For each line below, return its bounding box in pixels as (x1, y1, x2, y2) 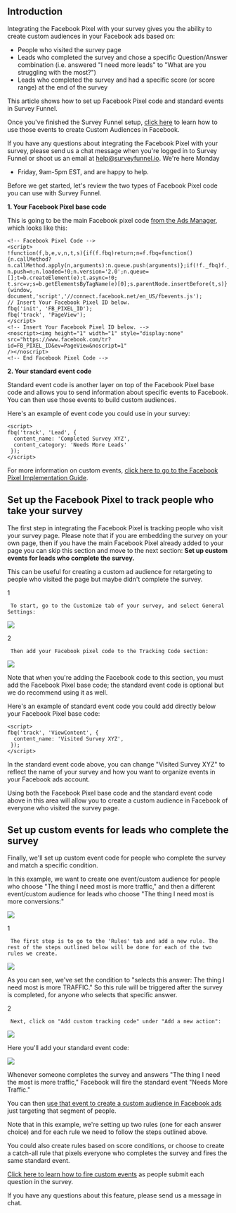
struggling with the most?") (17, 68, 97, 76)
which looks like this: (7, 224, 68, 232)
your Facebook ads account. (7, 775, 90, 784)
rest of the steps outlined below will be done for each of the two (7, 944, 212, 951)
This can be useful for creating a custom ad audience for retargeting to (7, 567, 213, 575)
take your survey (7, 505, 83, 517)
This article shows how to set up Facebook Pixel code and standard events (7, 97, 224, 105)
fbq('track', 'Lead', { (7, 429, 77, 436)
